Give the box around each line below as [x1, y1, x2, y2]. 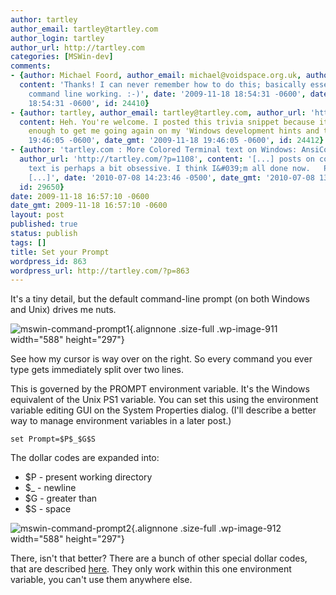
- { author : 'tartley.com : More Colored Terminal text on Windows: [10, 145, 298, 155]
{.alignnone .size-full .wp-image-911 [129, 323, 278, 335]
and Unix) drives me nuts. [10, 304, 117, 316]
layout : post [10, 210, 65, 220]
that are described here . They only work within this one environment [10, 563, 292, 575]
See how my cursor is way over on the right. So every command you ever [10, 353, 313, 365]
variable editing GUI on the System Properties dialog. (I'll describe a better [10, 404, 317, 416]
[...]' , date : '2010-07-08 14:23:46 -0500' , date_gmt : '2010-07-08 [28, 172, 315, 183]
